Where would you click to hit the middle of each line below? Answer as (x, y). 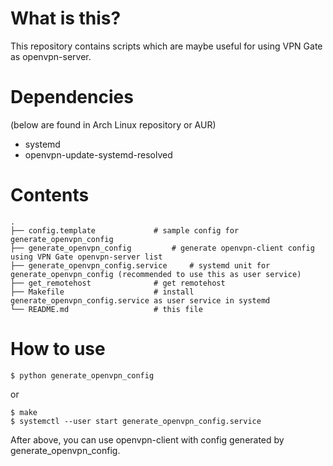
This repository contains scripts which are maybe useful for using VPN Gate (166, 46)
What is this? (66, 18)
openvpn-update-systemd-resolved (98, 154)
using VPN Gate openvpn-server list (86, 257)
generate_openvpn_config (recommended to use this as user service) (156, 274)
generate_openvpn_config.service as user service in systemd (140, 300)
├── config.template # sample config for (125, 230)
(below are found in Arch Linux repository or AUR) (113, 124)
